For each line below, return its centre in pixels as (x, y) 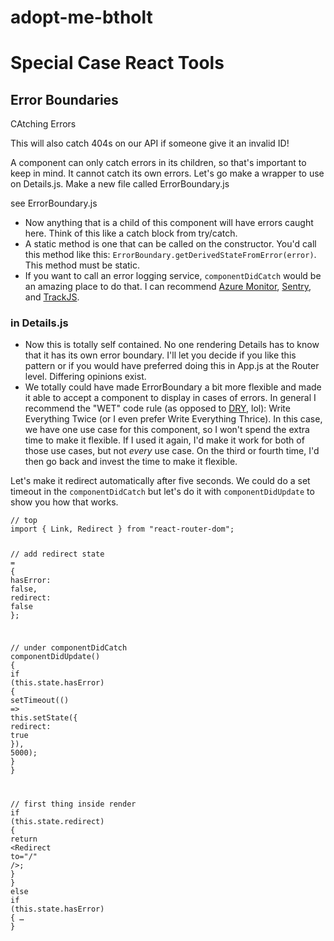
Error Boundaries (64, 99)
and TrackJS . (52, 297)
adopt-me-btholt (81, 17)
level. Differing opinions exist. (85, 377)
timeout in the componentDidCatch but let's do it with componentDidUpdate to (162, 492)
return (24, 839)
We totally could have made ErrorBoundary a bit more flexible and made (173, 387)
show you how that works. (64, 502)
